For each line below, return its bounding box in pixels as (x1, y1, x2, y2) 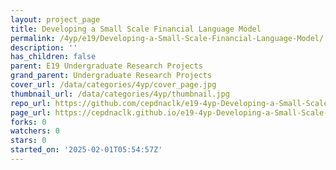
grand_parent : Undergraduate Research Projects (10, 71, 213, 81)
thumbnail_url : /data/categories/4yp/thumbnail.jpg (10, 89, 230, 99)
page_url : (10, 107, 52, 118)
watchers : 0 (10, 126, 60, 136)
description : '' (10, 42, 78, 53)
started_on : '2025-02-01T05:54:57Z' (10, 145, 163, 155)
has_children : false (10, 52, 97, 62)
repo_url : (10, 98, 52, 108)
